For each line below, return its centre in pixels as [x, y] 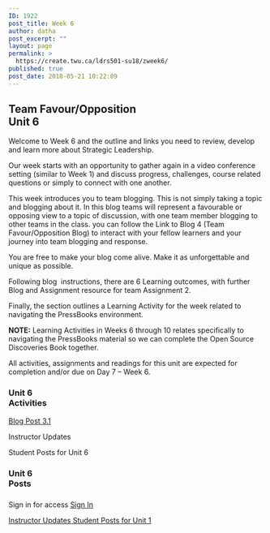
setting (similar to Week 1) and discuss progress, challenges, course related [135, 174]
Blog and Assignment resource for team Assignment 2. [100, 290]
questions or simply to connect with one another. [90, 183]
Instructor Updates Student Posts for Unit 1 [80, 520]
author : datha [32, 31]
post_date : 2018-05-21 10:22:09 [63, 76]
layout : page [30, 46]
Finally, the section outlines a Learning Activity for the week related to [125, 306]
